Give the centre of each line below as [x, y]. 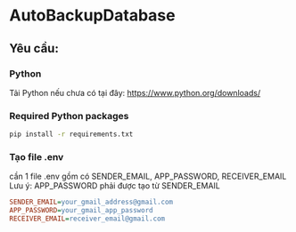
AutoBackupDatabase [92, 16]
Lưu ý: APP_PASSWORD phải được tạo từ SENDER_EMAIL [115, 186]
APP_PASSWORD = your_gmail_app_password [81, 211]
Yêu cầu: [34, 48]
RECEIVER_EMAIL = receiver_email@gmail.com [87, 219]
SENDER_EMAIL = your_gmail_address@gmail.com [91, 202]
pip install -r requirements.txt [71, 134]
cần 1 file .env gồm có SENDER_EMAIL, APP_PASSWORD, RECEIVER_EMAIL [148, 176]
